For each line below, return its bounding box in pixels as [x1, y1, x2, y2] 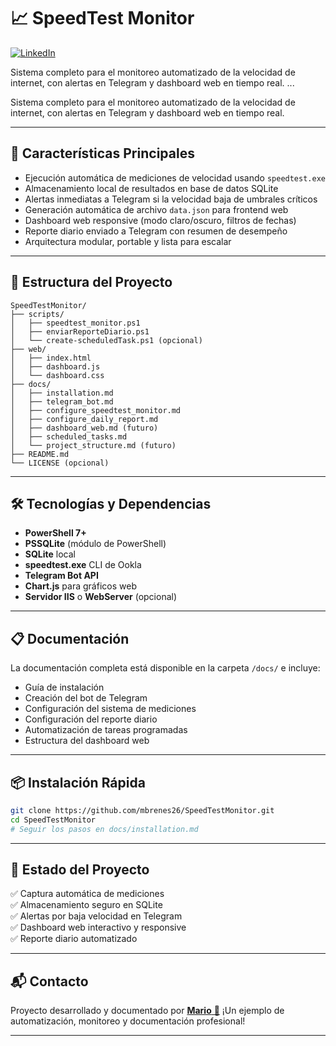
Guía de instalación [24, 681, 105, 694]
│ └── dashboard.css [10, 370, 105, 380]
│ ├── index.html [10, 353, 92, 363]
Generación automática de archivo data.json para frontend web [24, 203, 289, 215]
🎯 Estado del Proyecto [10, 861, 150, 879]
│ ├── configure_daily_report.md [10, 414, 159, 424]
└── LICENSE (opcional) [10, 458, 110, 468]
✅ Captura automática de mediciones [10, 888, 165, 900]
